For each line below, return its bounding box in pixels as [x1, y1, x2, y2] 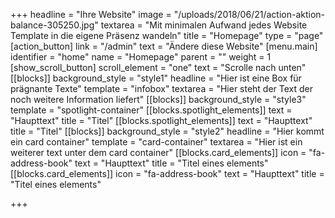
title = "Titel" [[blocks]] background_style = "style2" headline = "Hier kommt [10, 125, 325, 137]
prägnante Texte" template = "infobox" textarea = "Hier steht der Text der [10, 83, 314, 94]
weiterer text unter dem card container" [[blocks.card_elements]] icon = [10, 147, 307, 158]
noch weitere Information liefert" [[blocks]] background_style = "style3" [10, 94, 307, 105]
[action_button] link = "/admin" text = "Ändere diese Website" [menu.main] [10, 40, 318, 52]
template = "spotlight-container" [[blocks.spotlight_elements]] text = [10, 104, 293, 116]
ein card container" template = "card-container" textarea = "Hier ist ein [10, 136, 303, 148]
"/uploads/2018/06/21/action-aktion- [173, 9, 326, 20]
